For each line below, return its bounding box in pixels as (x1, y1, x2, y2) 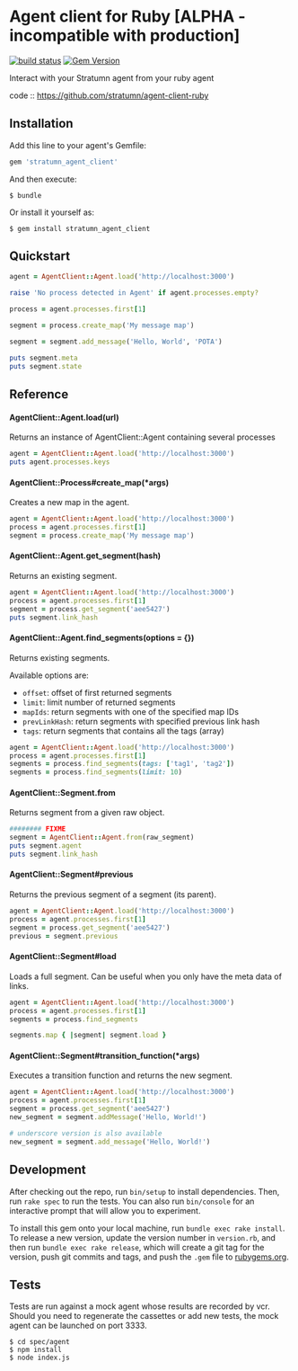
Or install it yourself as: (9, 207, 94, 218)
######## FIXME (9, 824, 66, 833)
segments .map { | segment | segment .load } (9, 1031, 167, 1040)
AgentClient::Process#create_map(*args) (9, 476, 169, 487)
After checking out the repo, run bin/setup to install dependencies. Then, (9, 1186, 280, 1197)
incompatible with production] (9, 25, 241, 46)
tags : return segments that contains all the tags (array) (22, 726, 224, 736)
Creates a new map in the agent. (9, 497, 130, 508)
